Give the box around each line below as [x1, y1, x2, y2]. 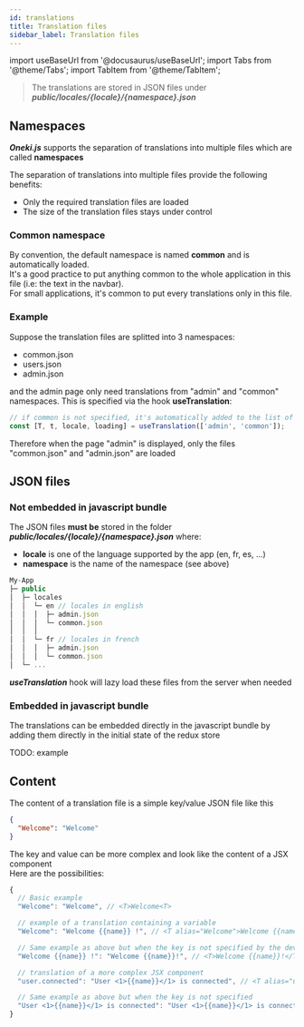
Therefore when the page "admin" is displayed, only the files [9, 437, 236, 449]
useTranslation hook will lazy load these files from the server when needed [9, 677, 292, 688]
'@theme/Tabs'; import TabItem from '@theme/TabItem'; [9, 64, 221, 75]
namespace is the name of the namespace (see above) [22, 559, 230, 570]
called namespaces [9, 152, 84, 163]
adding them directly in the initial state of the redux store [9, 729, 221, 740]
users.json [22, 358, 62, 369]
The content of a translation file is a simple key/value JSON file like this [9, 797, 274, 808]
